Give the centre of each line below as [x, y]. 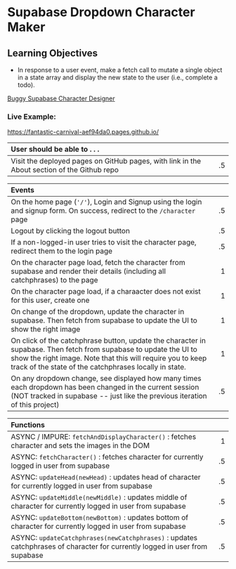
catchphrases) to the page [54, 280]
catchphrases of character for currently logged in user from [109, 547]
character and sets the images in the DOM [80, 445]
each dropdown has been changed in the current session [105, 387]
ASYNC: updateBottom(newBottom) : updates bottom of [99, 518]
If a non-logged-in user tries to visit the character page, [104, 242]
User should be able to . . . [55, 150]
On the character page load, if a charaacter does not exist [106, 292]
